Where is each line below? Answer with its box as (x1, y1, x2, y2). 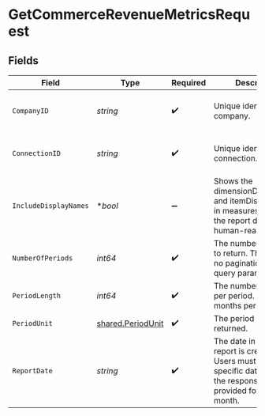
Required (170, 78, 207, 88)
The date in (213, 336, 256, 346)
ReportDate (12, 366, 53, 375)
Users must (213, 356, 256, 366)
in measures (213, 206, 259, 216)
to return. (213, 248, 248, 259)
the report (213, 215, 251, 226)
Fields (8, 54, 39, 67)
